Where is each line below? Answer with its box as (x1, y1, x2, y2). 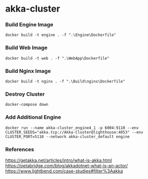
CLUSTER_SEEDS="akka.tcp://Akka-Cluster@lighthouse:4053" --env (5, 129, 143, 135)
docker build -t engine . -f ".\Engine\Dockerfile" (5, 32, 116, 38)
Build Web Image (5, 44, 48, 51)
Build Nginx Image (5, 67, 51, 74)
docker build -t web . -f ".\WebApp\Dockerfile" (5, 56, 110, 61)
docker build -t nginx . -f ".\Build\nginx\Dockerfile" (5, 79, 125, 84)
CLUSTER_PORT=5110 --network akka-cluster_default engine (5, 134, 130, 139)
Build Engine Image (5, 21, 54, 28)
